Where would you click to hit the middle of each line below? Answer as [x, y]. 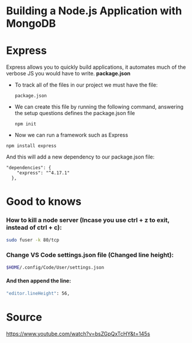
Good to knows [44, 201]
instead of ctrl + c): [34, 228]
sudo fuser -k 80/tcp [33, 240]
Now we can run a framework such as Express [71, 135]
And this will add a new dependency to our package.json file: [80, 157]
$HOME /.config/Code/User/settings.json [55, 267]
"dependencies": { [29, 168]
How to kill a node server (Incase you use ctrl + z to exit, [88, 220]
